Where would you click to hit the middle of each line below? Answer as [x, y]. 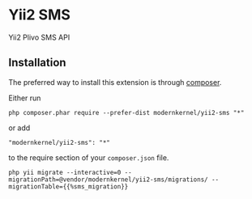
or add [19, 128]
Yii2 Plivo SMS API [39, 37]
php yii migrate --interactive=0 [65, 172]
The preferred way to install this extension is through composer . [115, 82]
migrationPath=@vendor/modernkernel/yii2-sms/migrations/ [108, 180]
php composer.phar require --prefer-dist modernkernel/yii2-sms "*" [126, 112]
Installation [37, 63]
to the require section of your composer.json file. [89, 157]
